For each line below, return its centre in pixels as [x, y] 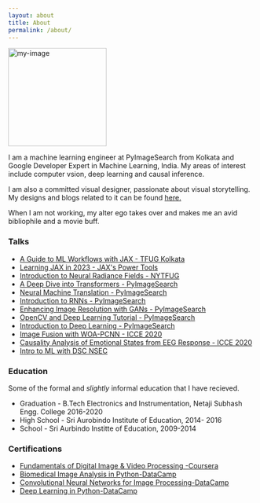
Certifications [35, 449]
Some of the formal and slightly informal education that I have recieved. [124, 388]
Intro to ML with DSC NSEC [64, 351]
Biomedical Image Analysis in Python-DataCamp [98, 474]
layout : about [31, 15]
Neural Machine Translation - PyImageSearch [93, 292]
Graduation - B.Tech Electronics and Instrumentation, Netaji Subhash [131, 403]
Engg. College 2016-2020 [61, 411]
